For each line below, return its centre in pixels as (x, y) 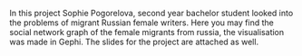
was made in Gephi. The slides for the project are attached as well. (134, 42)
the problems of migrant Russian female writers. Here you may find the (141, 23)
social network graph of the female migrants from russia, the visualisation (147, 32)
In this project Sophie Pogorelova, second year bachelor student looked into (151, 13)
